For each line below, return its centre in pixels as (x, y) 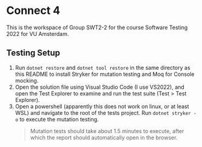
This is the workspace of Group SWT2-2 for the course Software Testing (97, 27)
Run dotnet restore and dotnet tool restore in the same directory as (103, 67)
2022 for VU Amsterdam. (38, 33)
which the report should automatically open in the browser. (104, 137)
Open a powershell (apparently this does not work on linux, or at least (102, 106)
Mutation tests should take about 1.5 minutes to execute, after (107, 131)
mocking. (27, 80)
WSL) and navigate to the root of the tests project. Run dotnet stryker (103, 112)
